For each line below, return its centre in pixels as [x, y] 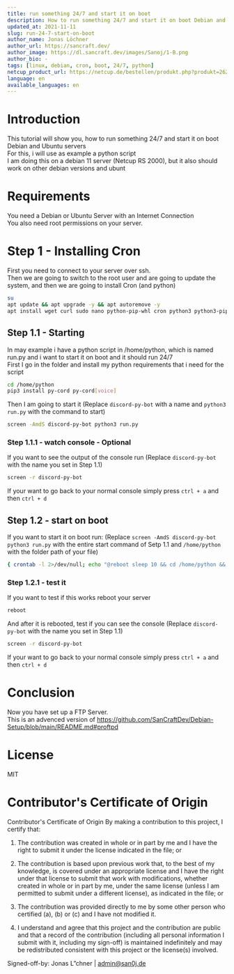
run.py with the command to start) [56, 412]
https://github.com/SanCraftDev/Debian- [155, 719]
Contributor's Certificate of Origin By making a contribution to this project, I [115, 821]
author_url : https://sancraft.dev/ [59, 46]
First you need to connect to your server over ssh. [79, 271]
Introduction [44, 119]
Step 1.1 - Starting [46, 333]
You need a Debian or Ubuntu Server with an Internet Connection [101, 216]
